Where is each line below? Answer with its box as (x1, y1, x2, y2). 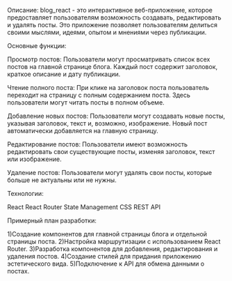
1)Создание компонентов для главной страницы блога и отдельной (7, 230, 207, 238)
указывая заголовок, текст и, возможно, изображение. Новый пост (7, 119, 208, 128)
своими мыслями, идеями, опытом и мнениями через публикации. (7, 28, 207, 36)
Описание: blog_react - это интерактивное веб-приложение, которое (7, 6, 213, 14)
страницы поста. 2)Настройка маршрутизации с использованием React (7, 237, 221, 245)
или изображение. (7, 155, 62, 163)
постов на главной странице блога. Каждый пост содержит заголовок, (7, 63, 218, 70)
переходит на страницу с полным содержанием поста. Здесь (7, 91, 191, 99)
